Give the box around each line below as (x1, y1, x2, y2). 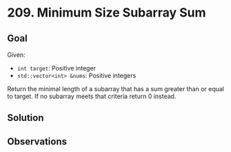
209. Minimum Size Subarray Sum (7, 5, 206, 21)
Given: (7, 50, 26, 59)
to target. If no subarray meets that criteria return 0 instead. (7, 92, 177, 100)
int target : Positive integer (17, 64, 97, 72)
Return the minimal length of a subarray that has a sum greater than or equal (7, 85, 224, 93)
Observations (7, 135, 68, 147)
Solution (7, 112, 44, 124)
